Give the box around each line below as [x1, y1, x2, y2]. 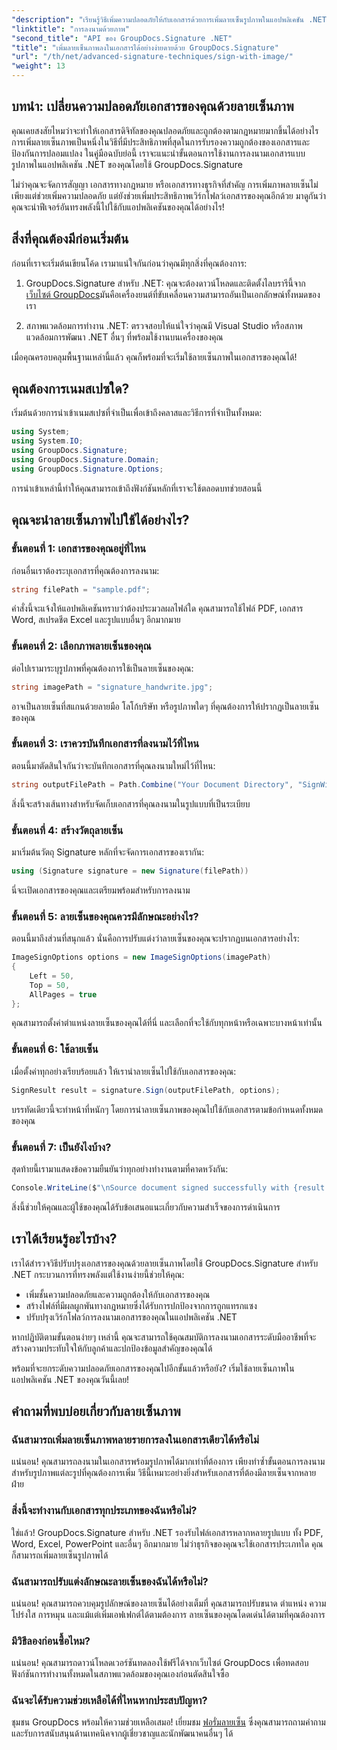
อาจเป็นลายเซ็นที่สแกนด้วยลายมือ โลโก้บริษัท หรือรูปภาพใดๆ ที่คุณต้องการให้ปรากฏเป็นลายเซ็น [11, 700, 320, 712]
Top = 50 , [29, 980, 71, 990]
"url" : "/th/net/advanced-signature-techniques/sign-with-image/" [11, 52, 294, 62]
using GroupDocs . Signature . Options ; [11, 464, 164, 474]
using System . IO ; [11, 436, 84, 446]
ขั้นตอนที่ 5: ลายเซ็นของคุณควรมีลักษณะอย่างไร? [11, 909, 199, 923]
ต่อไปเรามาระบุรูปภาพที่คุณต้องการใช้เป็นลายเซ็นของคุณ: [11, 662, 194, 674]
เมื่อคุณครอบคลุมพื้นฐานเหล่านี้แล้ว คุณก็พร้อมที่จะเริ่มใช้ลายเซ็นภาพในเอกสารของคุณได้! [11, 351, 298, 363]
